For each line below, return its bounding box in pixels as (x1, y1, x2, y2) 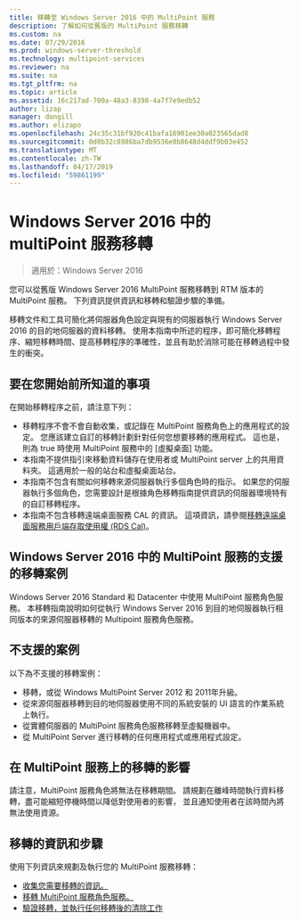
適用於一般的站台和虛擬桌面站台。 (55, 465, 181, 475)
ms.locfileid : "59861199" (9, 170, 105, 179)
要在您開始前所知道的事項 (9, 376, 149, 391)
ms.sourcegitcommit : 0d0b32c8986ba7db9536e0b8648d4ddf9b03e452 (9, 137, 249, 146)
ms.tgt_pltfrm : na (9, 79, 77, 88)
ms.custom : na (9, 29, 62, 38)
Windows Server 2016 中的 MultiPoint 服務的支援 (9, 549, 283, 564)
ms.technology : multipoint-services (9, 54, 145, 63)
